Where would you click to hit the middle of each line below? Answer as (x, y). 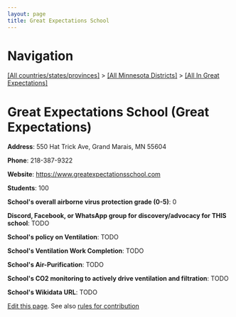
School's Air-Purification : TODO (56, 265)
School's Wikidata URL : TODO (53, 292)
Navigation (40, 56)
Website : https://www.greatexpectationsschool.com (84, 175)
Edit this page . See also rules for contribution (74, 306)
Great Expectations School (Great (108, 112)
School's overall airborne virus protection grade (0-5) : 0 (92, 202)
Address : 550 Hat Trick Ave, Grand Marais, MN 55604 (87, 147)
